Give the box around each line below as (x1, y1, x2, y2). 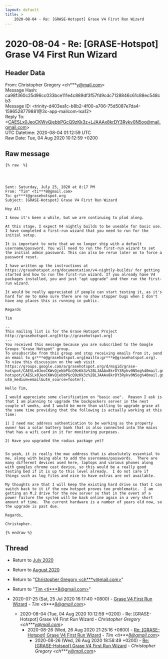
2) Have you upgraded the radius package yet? (5, 438, 104, 443)
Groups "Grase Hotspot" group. (5, 346, 70, 351)
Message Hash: (5, 87, 37, 93)
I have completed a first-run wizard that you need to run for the (5, 228, 149, 233)
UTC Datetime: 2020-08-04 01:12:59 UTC (5, 129, 91, 135)
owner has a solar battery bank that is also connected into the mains (5, 425, 157, 430)
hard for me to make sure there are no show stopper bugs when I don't (5, 294, 157, 299)
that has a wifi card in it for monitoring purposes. (5, 429, 120, 435)
